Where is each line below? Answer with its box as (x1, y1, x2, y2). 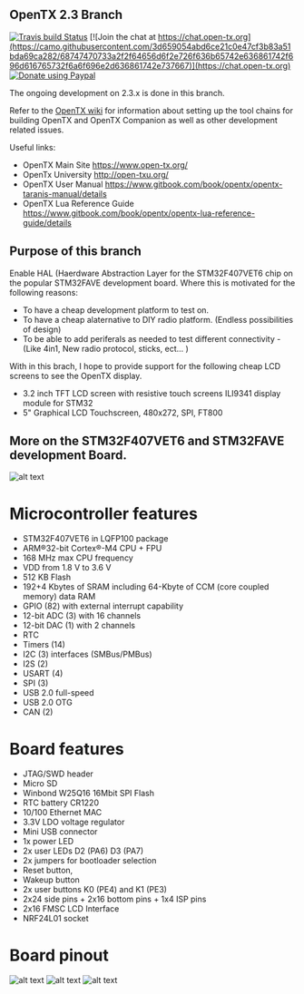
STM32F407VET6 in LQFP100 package (22, 533, 169, 544)
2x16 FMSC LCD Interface (22, 903, 120, 914)
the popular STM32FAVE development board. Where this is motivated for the (9, 277, 296, 288)
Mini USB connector (22, 826, 98, 837)
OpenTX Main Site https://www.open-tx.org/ (22, 159, 189, 171)
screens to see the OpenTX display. (9, 370, 142, 381)
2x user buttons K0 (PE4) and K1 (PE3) (22, 884, 168, 895)
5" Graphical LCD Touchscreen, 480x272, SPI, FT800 (22, 407, 223, 418)
